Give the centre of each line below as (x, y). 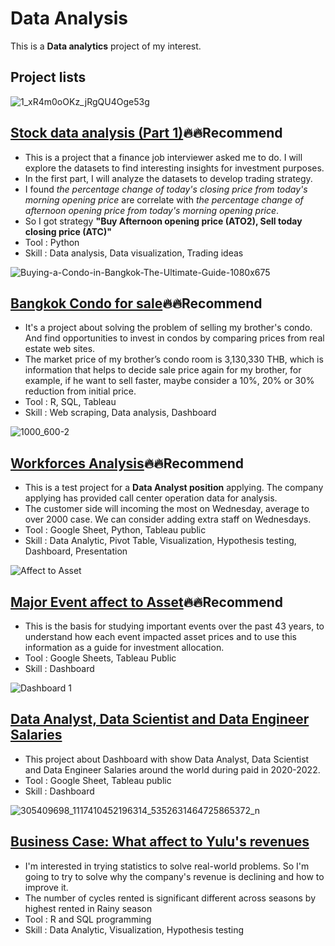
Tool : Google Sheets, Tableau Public (100, 658)
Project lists (48, 77)
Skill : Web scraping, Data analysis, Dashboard (120, 413)
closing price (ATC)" (68, 231)
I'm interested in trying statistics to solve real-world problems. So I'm (167, 866)
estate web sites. (60, 349)
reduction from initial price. (80, 391)
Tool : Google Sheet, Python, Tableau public (115, 530)
